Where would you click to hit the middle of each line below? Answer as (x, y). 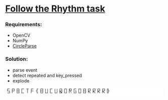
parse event (25, 70)
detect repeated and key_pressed (47, 75)
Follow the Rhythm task (55, 9)
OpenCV (21, 35)
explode (21, 80)
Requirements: (24, 25)
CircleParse (24, 46)
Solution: (17, 59)
